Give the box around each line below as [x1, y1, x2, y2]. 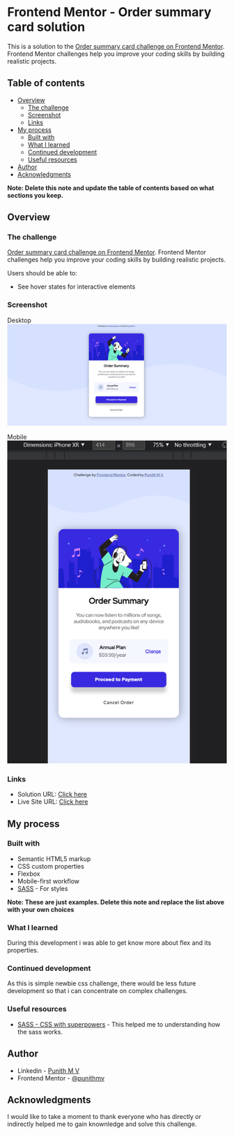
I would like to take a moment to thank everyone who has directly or [7, 1113, 202, 1121]
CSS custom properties [17, 862, 85, 870]
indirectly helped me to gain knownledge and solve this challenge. [7, 1120, 197, 1129]
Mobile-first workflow [17, 876, 80, 885]
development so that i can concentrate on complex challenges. [7, 987, 188, 995]
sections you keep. [7, 191, 64, 199]
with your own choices [7, 905, 75, 913]
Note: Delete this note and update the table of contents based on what [7, 183, 214, 192]
